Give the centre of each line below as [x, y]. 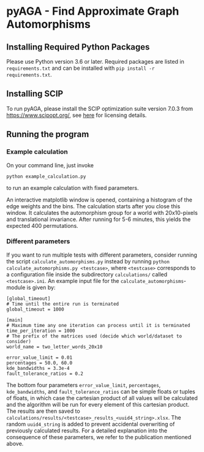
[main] [15, 320]
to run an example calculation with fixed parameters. [73, 187]
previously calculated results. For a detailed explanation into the [87, 431]
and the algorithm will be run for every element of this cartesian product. [98, 404]
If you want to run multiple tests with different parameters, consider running [102, 255]
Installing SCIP [35, 94]
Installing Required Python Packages [78, 47]
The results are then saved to [43, 411]
